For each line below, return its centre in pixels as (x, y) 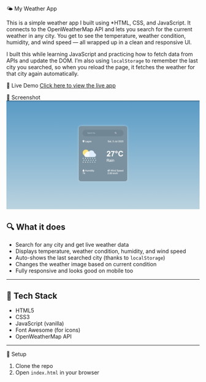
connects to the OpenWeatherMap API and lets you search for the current (99, 29)
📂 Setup (16, 354)
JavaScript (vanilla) (40, 324)
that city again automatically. (43, 73)
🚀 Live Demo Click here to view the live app (61, 85)
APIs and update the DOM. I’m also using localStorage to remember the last (102, 61)
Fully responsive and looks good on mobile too (74, 271)
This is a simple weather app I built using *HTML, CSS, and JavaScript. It (99, 23)
